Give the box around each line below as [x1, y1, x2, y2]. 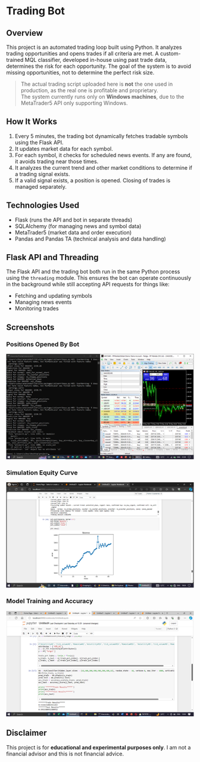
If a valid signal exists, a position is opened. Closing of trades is [14, 177, 171, 184]
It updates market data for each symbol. [14, 145, 113, 152]
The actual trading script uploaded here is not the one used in [20, 80, 173, 88]
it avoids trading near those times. [14, 158, 99, 165]
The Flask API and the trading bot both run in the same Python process [6, 268, 180, 275]
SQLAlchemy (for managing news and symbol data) [14, 222, 142, 230]
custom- [160, 50, 181, 57]
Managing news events [14, 299, 72, 306]
